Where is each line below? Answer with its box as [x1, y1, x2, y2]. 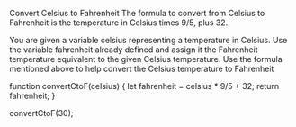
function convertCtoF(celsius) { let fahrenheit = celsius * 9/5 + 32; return [9, 81, 280, 91]
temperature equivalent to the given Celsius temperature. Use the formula [9, 54, 283, 64]
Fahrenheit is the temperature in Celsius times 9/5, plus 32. [9, 17, 229, 28]
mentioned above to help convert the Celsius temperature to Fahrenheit [9, 63, 274, 74]
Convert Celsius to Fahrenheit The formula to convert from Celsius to [9, 8, 265, 18]
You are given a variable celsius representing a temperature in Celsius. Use [9, 35, 288, 45]
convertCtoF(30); [9, 108, 74, 118]
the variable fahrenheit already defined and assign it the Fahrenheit [9, 44, 258, 55]
